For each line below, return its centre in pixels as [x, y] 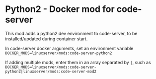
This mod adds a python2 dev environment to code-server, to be [71, 33]
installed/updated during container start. [46, 39]
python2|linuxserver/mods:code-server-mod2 [51, 71]
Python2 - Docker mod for [60, 9]
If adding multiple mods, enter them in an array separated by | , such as [78, 62]
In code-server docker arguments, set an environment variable [69, 48]
